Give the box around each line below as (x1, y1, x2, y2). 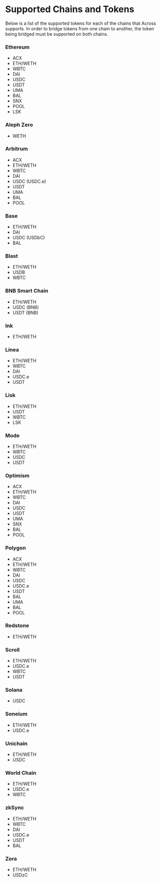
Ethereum (5, 43, 30, 50)
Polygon (5, 544, 26, 551)
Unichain (5, 740, 28, 747)
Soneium (5, 710, 28, 717)
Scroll (5, 646, 20, 653)
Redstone (5, 622, 29, 629)
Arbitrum (5, 145, 28, 152)
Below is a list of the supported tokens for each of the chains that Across (5, 20, 156, 26)
